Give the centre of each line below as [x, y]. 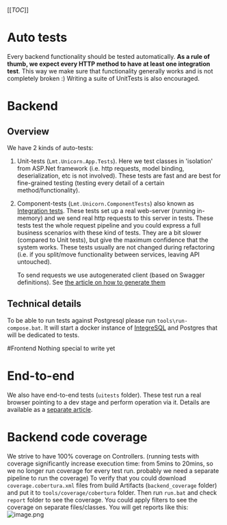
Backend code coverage [77, 437]
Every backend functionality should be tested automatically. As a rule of [109, 56]
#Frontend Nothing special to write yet [61, 348]
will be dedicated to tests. [43, 334]
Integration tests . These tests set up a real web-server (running [106, 210]
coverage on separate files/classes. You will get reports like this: [98, 507]
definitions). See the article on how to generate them [91, 282]
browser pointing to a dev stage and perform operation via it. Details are [109, 402]
